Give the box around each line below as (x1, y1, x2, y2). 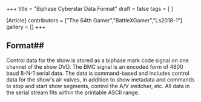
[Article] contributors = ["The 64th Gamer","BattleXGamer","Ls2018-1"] (6, 17, 183, 24)
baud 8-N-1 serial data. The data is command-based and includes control (6, 69, 189, 77)
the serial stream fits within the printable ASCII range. (6, 89, 140, 96)
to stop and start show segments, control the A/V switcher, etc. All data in (6, 82, 190, 89)
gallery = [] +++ (6, 24, 46, 30)
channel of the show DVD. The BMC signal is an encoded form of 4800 (6, 63, 183, 70)
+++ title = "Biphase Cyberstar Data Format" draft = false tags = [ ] (6, 5, 174, 12)
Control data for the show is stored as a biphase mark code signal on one (6, 57, 189, 64)
